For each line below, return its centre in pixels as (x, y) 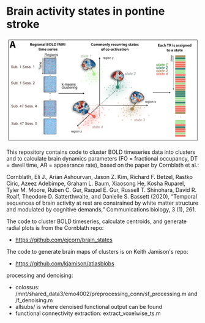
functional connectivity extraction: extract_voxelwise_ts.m (88, 313)
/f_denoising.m (34, 300)
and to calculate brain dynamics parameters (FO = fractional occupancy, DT (102, 158)
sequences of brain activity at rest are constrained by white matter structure (102, 203)
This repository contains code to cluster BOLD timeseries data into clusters (101, 152)
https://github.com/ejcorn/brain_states (64, 240)
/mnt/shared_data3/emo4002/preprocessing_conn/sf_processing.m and (106, 294)
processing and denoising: (40, 275)
